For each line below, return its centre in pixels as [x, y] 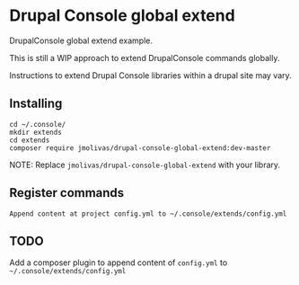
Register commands [67, 193]
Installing [36, 104]
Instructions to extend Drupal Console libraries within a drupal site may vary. [150, 75]
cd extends [30, 140]
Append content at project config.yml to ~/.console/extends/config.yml [148, 214]
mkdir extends [36, 132]
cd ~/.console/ [38, 124]
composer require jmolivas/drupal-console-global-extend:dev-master [140, 148]
